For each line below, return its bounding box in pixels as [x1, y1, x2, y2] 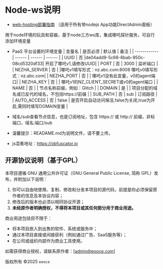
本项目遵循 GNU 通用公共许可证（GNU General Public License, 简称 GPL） [5, 170, 154, 176]
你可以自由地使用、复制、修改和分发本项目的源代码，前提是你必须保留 [12, 186, 153, 192]
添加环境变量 [5, 38, 31, 44]
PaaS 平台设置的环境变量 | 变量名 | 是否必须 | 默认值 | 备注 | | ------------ [12, 48, 159, 54]
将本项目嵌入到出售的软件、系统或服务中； [12, 226, 98, 231]
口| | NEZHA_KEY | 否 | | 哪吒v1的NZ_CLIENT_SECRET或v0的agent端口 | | [12, 79, 158, 84]
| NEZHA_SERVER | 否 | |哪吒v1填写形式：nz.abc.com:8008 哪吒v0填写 [12, 66, 154, 72]
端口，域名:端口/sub [12, 120, 53, 125]
